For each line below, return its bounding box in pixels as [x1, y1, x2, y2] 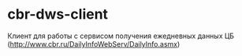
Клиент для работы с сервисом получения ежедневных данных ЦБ [7, 31, 234, 40]
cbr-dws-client [7, 5, 108, 23]
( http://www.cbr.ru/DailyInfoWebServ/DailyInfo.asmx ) [7, 39, 181, 48]
